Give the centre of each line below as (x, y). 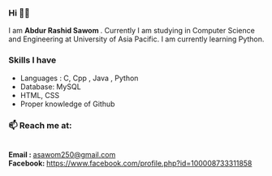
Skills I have (32, 60)
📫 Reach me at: (40, 125)
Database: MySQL (50, 86)
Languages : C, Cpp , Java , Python (79, 78)
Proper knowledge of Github (67, 104)
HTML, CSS (39, 95)
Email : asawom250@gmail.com (62, 154)
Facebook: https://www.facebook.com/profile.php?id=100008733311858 (130, 163)
